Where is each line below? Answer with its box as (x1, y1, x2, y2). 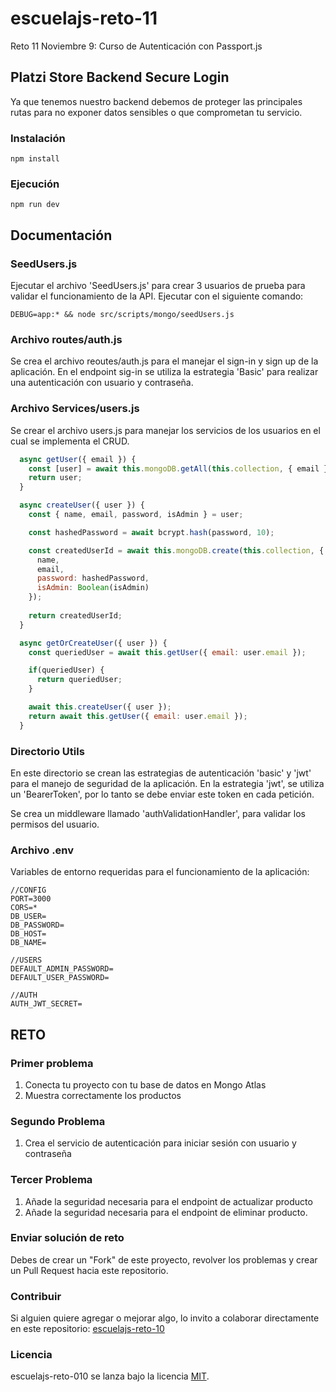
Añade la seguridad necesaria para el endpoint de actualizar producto (24, 1195, 313, 1207)
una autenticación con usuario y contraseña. (10, 377, 194, 389)
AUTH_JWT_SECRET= (10, 999, 83, 1009)
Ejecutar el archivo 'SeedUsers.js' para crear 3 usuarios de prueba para (10, 280, 306, 292)
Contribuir (10, 1289, 62, 1303)
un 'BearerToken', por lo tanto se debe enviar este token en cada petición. (10, 788, 315, 800)
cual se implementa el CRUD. (10, 435, 130, 447)
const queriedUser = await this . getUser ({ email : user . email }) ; (28, 647, 307, 657)
